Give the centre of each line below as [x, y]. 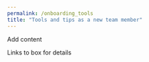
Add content [25, 39]
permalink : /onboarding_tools [50, 13]
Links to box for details [39, 52]
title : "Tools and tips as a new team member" [75, 20]
